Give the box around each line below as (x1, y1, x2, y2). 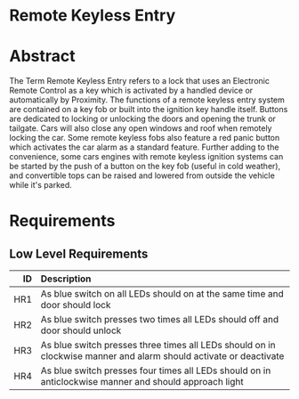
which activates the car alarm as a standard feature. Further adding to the (9, 142, 279, 152)
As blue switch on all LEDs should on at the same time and (40, 288, 284, 300)
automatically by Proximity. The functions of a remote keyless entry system (9, 94, 285, 105)
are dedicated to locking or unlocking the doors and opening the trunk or (9, 113, 276, 125)
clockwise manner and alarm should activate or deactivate (40, 350, 285, 362)
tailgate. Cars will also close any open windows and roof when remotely (9, 123, 272, 134)
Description (40, 273, 92, 285)
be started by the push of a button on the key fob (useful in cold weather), (9, 161, 281, 172)
